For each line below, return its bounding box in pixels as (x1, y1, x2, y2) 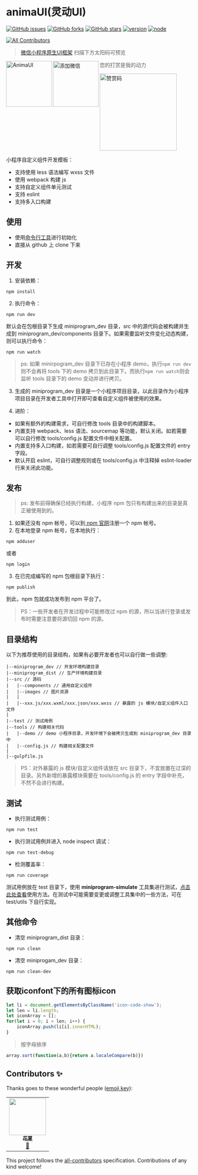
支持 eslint (14, 190, 40, 198)
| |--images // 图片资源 (6, 689, 69, 695)
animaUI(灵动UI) (6, 5, 87, 19)
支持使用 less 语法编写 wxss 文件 (14, 169, 95, 176)
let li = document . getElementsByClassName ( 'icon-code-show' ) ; (6, 1002, 162, 1008)
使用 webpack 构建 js (14, 176, 67, 183)
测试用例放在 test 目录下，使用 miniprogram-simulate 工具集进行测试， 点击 (6, 884, 191, 890)
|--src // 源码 (6, 676, 42, 683)
